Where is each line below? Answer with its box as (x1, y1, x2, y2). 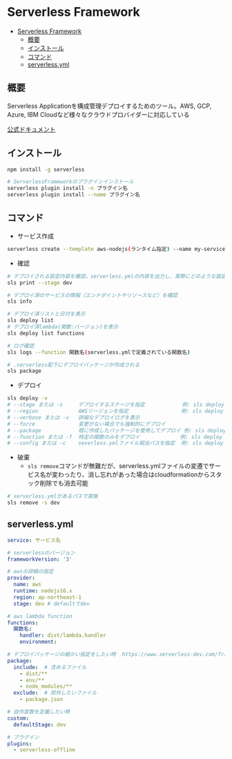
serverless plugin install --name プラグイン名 (7, 191, 140, 198)
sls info (7, 298, 32, 305)
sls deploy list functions (7, 330, 85, 337)
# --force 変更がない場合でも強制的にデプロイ (7, 420, 166, 427)
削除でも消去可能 (39, 479, 88, 487)
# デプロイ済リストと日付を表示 (7, 310, 86, 318)
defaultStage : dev (13, 721, 67, 728)
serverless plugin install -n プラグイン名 (7, 185, 128, 192)
